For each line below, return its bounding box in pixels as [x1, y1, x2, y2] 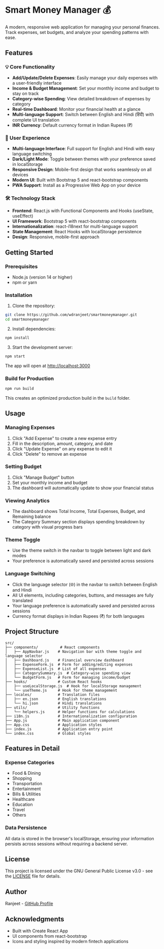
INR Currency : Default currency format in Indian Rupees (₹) [12, 122, 133, 128]
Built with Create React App [12, 928, 68, 934]
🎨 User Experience [5, 134, 50, 141]
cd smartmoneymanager [5, 317, 50, 322]
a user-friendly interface [12, 80, 62, 86]
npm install [5, 335, 29, 340]
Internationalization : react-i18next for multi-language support [12, 223, 138, 229]
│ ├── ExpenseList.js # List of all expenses [5, 666, 107, 671]
